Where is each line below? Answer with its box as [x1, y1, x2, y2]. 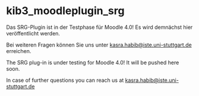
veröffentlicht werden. [6, 29, 61, 37]
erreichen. [6, 47, 31, 54]
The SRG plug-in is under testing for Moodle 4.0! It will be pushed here [6, 59, 179, 66]
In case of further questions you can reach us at [6, 77, 124, 84]
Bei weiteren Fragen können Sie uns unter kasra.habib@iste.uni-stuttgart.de [6, 41, 192, 48]
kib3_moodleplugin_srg [6, 4, 125, 18]
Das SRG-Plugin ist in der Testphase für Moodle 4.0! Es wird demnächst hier [6, 24, 193, 31]
